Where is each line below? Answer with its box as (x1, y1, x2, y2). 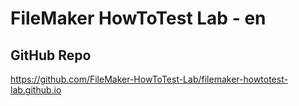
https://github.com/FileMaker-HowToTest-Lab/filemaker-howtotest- (10, 73, 288, 85)
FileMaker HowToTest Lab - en (10, 7, 267, 30)
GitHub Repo (10, 47, 92, 64)
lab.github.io (10, 84, 62, 96)
